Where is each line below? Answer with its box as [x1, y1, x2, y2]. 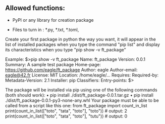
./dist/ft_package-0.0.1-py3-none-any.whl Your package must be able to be [5, 97, 159, 103]
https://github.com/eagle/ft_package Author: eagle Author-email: [5, 67, 138, 73]
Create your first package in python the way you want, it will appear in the [5, 36, 156, 42]
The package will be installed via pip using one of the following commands [5, 86, 158, 93]
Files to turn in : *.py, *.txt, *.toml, [12, 27, 79, 33]
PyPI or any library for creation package [12, 17, 94, 23]
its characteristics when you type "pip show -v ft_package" [5, 46, 126, 52]
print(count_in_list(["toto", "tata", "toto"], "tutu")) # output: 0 [5, 113, 128, 119]
